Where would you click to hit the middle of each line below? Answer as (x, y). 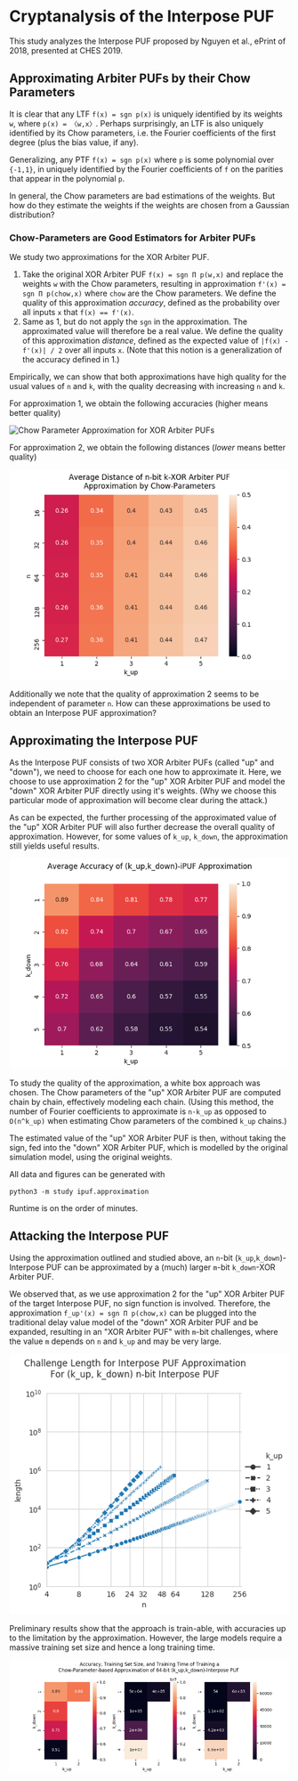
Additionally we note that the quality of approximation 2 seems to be (134, 694)
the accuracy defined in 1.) (71, 360)
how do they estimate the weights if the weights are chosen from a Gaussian (149, 205)
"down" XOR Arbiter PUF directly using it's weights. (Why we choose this (143, 791)
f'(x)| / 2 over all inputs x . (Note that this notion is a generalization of (152, 350)
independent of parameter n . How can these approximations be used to (140, 703)
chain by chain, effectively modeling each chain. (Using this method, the (141, 1102)
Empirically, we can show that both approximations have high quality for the (148, 377)
